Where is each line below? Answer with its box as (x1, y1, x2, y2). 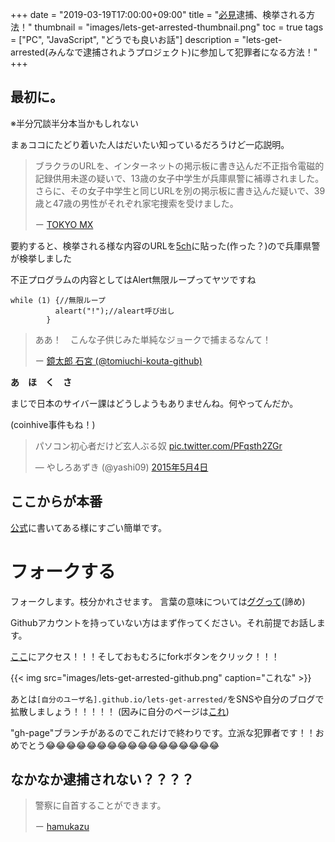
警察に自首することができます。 (34, 799, 167, 812)
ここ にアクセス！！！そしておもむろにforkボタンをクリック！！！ (10, 650, 280, 662)
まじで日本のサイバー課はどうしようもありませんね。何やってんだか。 (10, 397, 299, 409)
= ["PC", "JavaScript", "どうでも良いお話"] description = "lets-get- (10, 34, 283, 45)
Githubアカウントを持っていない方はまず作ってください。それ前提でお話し (10, 616, 317, 628)
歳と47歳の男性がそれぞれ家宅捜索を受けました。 (34, 197, 239, 209)
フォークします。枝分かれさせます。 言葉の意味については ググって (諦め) (10, 595, 306, 607)
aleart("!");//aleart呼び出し (54, 306, 175, 316)
